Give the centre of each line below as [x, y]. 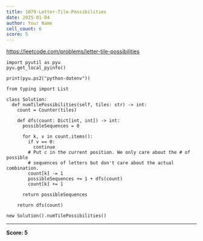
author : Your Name [29, 23]
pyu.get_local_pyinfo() [36, 68]
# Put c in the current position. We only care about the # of [109, 153]
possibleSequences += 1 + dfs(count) [75, 179]
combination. [23, 169]
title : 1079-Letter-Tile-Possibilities [56, 12]
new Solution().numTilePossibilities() [56, 216]
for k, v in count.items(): [58, 137]
